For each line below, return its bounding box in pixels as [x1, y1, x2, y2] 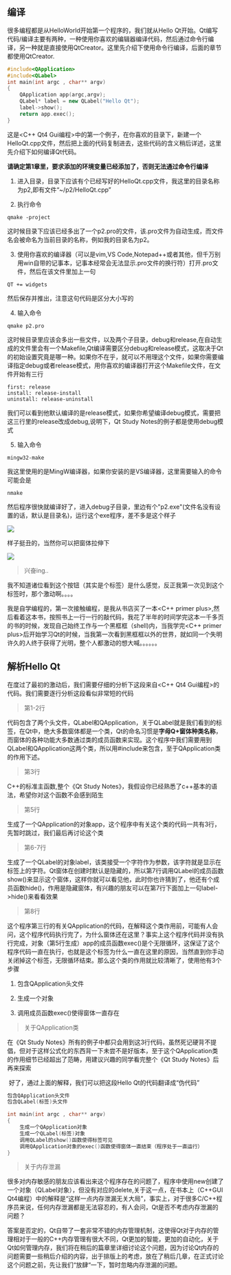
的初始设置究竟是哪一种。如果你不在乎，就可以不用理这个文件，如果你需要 [7, 352, 218, 360]
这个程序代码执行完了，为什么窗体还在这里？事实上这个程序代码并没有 [19, 930, 218, 939]
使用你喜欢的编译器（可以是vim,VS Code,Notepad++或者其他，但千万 [16, 250, 215, 258]
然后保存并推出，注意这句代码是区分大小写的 [7, 294, 134, 302]
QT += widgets [7, 281, 48, 288]
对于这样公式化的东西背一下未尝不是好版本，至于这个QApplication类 [25, 1046, 219, 1054]
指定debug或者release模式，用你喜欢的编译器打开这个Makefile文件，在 [12, 361, 215, 369]
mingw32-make [7, 454, 45, 461]
